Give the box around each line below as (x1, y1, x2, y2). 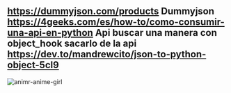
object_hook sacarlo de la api (7, 38, 137, 50)
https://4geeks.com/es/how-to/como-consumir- (7, 17, 225, 28)
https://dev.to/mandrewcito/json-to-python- (7, 48, 207, 61)
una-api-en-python (7, 27, 94, 39)
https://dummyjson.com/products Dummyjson (7, 6, 214, 17)
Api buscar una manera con (95, 27, 218, 39)
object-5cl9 (7, 59, 59, 71)
